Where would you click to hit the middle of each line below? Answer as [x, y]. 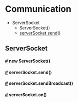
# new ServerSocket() [28, 61]
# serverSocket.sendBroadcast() [39, 83]
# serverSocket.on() [26, 95]
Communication [38, 9]
